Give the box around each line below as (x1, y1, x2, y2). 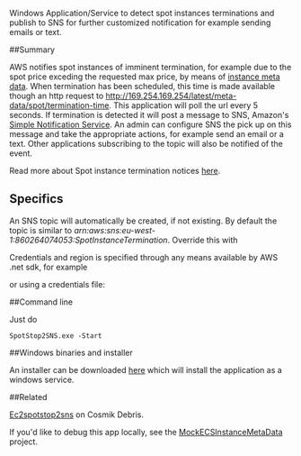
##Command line (9, 296, 74, 307)
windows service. (9, 374, 75, 385)
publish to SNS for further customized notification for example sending (9, 17, 271, 28)
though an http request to (9, 90, 104, 101)
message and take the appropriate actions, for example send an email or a (9, 129, 285, 139)
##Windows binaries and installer (9, 347, 133, 358)
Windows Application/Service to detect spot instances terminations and (9, 8, 275, 18)
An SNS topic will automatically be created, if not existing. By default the (9, 215, 278, 226)
